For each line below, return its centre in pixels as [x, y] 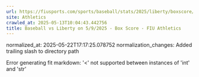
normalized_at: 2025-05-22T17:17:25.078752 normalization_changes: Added [99, 45]
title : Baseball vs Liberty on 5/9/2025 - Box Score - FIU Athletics [94, 28]
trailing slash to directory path [43, 52]
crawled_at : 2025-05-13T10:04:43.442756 [57, 23]
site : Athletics [26, 17]
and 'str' [16, 69]
